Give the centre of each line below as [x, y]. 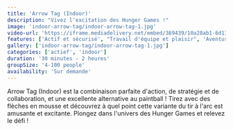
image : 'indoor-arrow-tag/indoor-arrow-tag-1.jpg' [82, 26]
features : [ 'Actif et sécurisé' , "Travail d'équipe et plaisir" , [103, 39]
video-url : [23, 33]
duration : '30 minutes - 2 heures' [59, 59]
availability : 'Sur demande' [49, 71]
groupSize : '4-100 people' [46, 65]
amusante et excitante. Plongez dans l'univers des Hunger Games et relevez [116, 113]
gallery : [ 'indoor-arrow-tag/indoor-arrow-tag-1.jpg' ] [88, 46]
